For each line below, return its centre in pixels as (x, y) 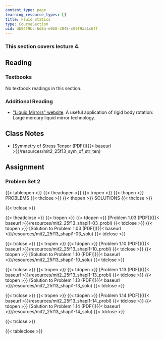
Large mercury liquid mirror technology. (54, 118)
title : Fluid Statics (28, 19)
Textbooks (18, 77)
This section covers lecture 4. (42, 47)
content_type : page (26, 10)
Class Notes (25, 134)
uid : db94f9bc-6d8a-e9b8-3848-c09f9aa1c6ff (52, 29)
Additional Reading (29, 101)
